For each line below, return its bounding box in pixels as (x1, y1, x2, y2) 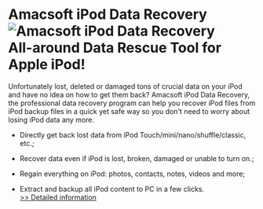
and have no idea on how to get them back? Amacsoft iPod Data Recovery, (8, 90, 250, 99)
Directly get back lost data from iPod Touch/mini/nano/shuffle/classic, (19, 130, 247, 139)
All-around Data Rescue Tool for (8, 39, 222, 57)
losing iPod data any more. (8, 115, 95, 124)
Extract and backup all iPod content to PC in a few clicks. (19, 184, 205, 193)
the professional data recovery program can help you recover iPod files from (8, 98, 256, 108)
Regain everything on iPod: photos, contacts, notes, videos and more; (19, 169, 246, 178)
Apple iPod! (8, 56, 86, 74)
